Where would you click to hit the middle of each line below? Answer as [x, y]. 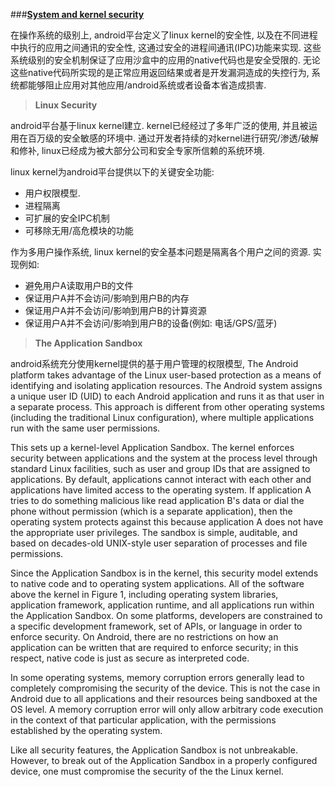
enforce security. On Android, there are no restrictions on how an [144, 637]
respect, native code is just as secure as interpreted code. [130, 658]
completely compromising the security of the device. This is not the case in [165, 688]
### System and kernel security [77, 14]
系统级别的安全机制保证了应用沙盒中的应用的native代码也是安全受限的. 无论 [165, 60]
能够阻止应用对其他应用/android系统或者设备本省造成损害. [147, 85]
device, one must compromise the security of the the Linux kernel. [147, 771]
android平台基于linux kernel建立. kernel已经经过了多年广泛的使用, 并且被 [159, 125]
